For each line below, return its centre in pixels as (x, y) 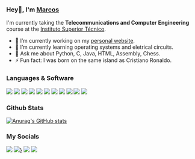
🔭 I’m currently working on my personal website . (75, 41)
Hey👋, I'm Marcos (32, 10)
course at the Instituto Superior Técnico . (56, 29)
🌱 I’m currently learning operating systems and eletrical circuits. (94, 47)
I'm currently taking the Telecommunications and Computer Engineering (98, 23)
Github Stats (25, 108)
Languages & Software (40, 78)
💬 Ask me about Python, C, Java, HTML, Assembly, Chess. (88, 54)
